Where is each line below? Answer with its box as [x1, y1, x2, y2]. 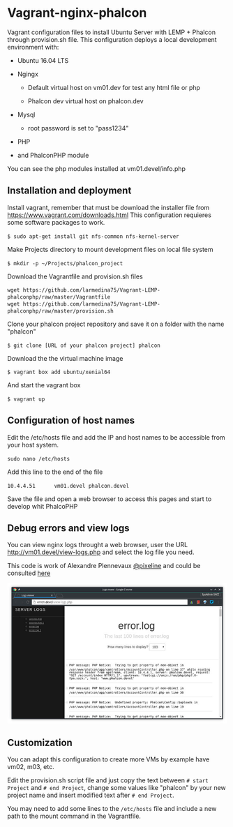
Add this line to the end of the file [7, 468, 103, 476]
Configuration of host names [7, 415, 135, 426]
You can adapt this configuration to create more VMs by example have [7, 755, 210, 763]
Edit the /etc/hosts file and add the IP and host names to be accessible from [7, 433, 225, 441]
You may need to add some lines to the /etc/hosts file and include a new [7, 805, 217, 813]
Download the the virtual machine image [7, 354, 123, 362]
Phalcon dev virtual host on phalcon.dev [27, 96, 144, 105]
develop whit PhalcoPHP [7, 502, 78, 510]
